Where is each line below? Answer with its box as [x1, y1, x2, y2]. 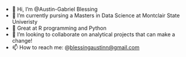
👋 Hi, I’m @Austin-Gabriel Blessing [11, 6, 98, 12]
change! [11, 37, 33, 44]
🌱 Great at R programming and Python [11, 24, 107, 31]
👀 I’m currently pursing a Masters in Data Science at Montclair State [11, 12, 180, 19]
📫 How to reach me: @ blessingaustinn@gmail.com [11, 44, 140, 50]
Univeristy [11, 18, 38, 25]
